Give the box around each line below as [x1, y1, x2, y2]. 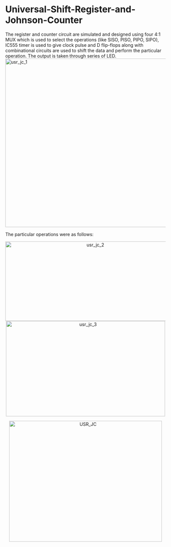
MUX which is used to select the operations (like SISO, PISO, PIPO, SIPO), [5, 37, 159, 43]
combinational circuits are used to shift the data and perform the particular [5, 47, 162, 53]
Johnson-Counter [5, 14, 83, 26]
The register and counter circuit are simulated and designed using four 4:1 [5, 31, 161, 37]
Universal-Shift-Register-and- [5, 4, 136, 15]
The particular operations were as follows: [5, 231, 94, 237]
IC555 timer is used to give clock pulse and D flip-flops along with [5, 42, 144, 48]
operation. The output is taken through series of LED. [5, 52, 117, 59]
